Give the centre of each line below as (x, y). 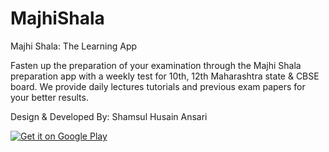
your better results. (49, 97)
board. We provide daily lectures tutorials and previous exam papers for (158, 86)
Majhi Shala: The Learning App (74, 46)
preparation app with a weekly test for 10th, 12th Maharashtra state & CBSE (165, 76)
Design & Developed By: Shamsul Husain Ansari (109, 116)
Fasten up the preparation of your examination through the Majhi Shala (156, 65)
